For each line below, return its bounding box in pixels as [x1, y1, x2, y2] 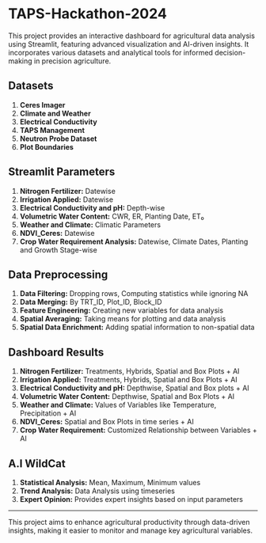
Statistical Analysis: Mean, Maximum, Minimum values [19, 478, 201, 487]
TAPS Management [19, 125, 85, 135]
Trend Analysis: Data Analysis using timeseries [19, 486, 176, 496]
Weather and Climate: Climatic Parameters [19, 219, 161, 230]
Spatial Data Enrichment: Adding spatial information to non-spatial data [19, 322, 255, 332]
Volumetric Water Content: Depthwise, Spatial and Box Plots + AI [19, 392, 235, 401]
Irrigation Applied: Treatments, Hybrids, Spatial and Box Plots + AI [19, 375, 237, 385]
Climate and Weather [19, 108, 91, 118]
